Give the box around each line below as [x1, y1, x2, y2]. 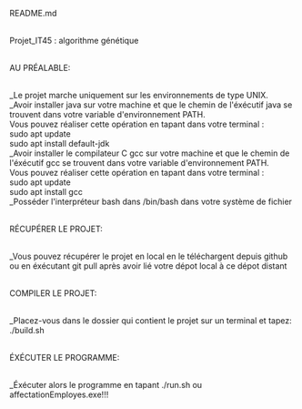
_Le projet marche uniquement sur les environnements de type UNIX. [9, 90, 268, 100]
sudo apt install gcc [9, 187, 84, 197]
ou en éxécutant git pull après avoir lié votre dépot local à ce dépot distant [9, 261, 287, 271]
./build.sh [9, 325, 45, 335]
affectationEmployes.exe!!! [9, 389, 109, 400]
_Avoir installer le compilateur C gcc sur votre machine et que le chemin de [9, 148, 290, 158]
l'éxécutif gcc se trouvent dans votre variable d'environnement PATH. [9, 158, 270, 168]
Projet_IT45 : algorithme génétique [9, 36, 139, 46]
